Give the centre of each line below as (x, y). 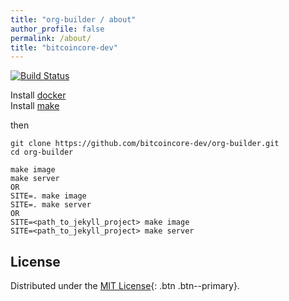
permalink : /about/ (51, 38)
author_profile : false (57, 29)
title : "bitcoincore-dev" (64, 47)
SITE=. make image (48, 196)
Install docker (38, 95)
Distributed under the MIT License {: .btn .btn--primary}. (125, 286)
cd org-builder (42, 152)
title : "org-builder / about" (73, 19)
